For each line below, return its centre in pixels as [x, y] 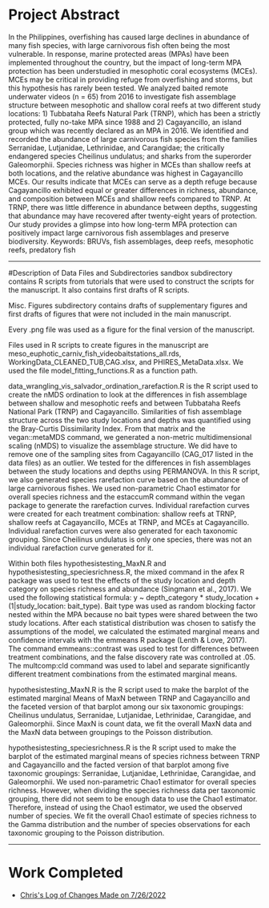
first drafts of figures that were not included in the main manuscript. [120, 313]
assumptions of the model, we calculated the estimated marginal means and [134, 632]
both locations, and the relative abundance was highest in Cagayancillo [126, 173]
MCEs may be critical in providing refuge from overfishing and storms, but [130, 79]
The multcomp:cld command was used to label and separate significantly [129, 665]
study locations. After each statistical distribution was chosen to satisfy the [132, 623]
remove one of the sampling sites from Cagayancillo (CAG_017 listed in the [131, 454]
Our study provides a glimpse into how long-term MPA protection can [123, 224]
